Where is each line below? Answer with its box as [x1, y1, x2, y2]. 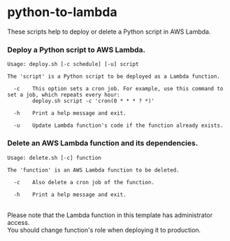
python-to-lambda [7, 4, 117, 20]
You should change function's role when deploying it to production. [7, 226, 201, 234]
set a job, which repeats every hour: [7, 92, 120, 99]
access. [7, 218, 30, 226]
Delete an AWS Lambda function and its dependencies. [7, 138, 199, 148]
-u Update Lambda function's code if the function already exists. [13, 122, 224, 130]
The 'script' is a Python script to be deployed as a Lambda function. [7, 73, 220, 81]
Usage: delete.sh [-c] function [7, 154, 101, 161]
